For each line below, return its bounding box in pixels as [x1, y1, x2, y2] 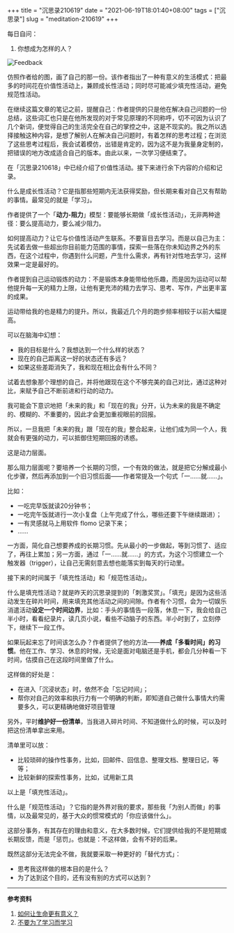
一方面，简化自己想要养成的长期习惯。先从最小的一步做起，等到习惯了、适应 [7, 541, 227, 549]
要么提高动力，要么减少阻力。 [19, 219, 105, 227]
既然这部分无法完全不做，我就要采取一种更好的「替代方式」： [7, 850, 181, 858]
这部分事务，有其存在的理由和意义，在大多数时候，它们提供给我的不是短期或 [7, 826, 227, 835]
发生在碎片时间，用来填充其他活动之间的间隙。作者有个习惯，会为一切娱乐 [13, 597, 227, 605]
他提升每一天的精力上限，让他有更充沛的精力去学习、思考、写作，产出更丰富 [7, 284, 227, 291]
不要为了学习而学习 [17, 918, 73, 926]
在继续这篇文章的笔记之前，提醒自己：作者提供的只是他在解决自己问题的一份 [7, 105, 227, 113]
